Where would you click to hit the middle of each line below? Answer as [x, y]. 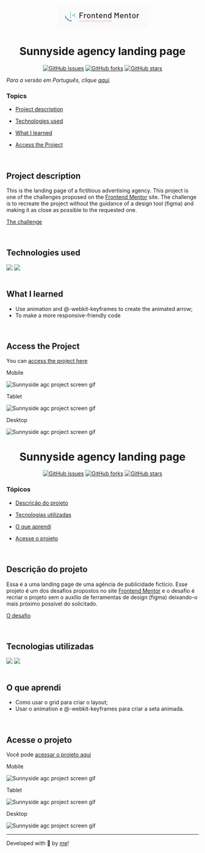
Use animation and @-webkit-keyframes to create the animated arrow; [104, 309]
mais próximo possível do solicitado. [52, 604]
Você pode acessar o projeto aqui [49, 754]
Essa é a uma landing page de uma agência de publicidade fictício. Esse [97, 584]
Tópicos [19, 489]
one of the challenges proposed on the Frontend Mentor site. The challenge [102, 197]
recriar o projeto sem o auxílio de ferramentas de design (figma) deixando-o [102, 597]
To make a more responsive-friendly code [68, 315]
